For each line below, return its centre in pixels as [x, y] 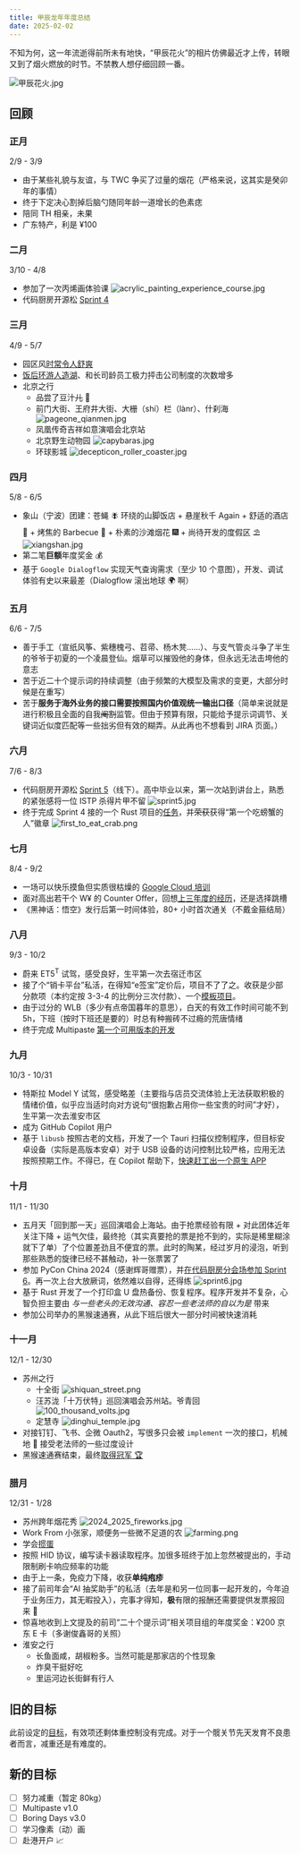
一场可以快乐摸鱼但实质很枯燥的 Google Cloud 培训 [116, 886]
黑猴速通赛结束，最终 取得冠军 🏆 [83, 1455]
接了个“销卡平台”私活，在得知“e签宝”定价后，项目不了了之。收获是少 [149, 985]
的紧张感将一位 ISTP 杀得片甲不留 [84, 800]
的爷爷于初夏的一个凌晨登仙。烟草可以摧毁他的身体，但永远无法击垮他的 [155, 658]
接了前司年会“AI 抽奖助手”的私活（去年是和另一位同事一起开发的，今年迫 [156, 1589]
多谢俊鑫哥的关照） [91, 1634]
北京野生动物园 [63, 440]
